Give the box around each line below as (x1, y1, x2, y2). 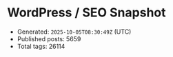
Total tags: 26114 (17, 42, 65, 50)
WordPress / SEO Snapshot (7, 5, 166, 21)
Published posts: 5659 (17, 34, 81, 43)
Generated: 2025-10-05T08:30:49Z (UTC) (17, 27, 132, 36)
